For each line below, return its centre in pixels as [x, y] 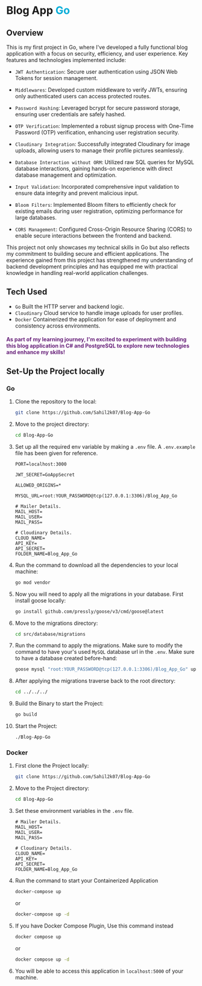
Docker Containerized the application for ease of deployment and [96, 319]
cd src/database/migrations [50, 634]
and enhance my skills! [36, 352]
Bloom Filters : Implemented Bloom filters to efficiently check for [96, 205]
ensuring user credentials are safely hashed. [70, 114]
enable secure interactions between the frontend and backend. [93, 235]
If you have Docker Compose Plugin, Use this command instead [94, 926]
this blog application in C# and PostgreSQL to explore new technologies [98, 346]
